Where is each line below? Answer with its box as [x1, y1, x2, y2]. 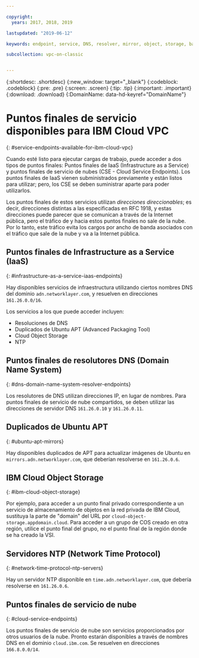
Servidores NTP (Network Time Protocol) [6, 549, 161, 559]
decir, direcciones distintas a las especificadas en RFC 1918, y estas [6, 205, 172, 212]
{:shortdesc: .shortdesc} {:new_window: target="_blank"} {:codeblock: [6, 78, 179, 86]
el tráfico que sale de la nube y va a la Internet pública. [6, 230, 140, 238]
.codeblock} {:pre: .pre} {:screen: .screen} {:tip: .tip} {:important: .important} [6, 84, 192, 92]
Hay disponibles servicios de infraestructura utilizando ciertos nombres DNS [6, 283, 193, 291]
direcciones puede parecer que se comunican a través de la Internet [6, 211, 174, 219]
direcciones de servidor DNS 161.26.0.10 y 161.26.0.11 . [6, 404, 144, 412]
